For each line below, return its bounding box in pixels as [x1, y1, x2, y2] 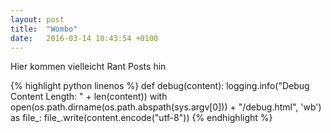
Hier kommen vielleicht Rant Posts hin [10, 61, 167, 73]
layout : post [10, 14, 65, 25]
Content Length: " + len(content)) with [10, 91, 168, 103]
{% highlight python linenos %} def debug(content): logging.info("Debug [10, 80, 310, 92]
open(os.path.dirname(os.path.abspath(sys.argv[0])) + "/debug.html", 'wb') [10, 101, 322, 113]
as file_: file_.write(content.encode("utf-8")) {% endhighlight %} [10, 112, 273, 124]
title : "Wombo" [10, 24, 78, 34]
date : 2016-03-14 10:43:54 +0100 [10, 33, 159, 43]
